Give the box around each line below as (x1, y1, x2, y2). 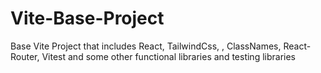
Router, (10, 50, 40, 62)
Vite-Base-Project (10, 7, 165, 30)
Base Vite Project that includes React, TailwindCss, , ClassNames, (10, 40, 282, 52)
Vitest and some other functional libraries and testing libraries (41, 50, 296, 62)
